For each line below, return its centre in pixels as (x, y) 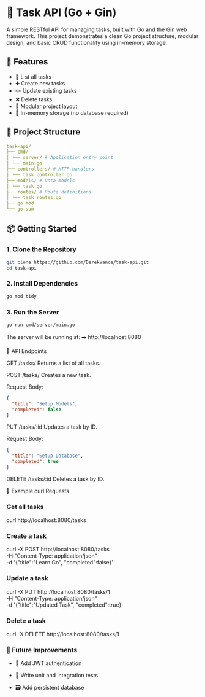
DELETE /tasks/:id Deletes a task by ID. (55, 479)
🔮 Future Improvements (42, 650)
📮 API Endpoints (27, 351)
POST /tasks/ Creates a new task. (49, 375)
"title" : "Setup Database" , (48, 456)
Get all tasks (25, 507)
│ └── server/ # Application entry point (60, 158)
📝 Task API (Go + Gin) (61, 13)
